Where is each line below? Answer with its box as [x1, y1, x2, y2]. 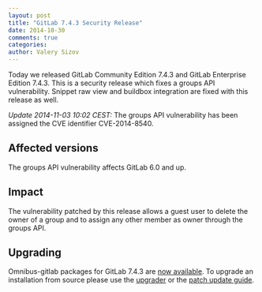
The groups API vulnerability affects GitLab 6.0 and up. [8, 163, 187, 172]
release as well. [8, 95, 59, 104]
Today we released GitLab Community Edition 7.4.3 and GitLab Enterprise [8, 70, 246, 79]
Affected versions [8, 141, 99, 155]
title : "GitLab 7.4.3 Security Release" [8, 19, 144, 27]
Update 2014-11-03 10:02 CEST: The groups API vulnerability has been [8, 110, 238, 119]
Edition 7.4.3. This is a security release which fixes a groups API [8, 78, 215, 88]
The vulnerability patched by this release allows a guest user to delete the [8, 206, 249, 215]
